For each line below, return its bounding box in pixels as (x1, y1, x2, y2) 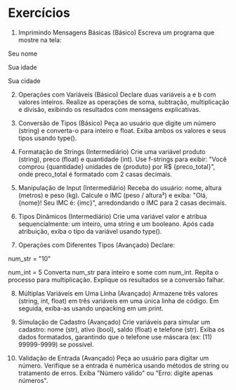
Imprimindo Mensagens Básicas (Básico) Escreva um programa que (18, 28, 215, 37)
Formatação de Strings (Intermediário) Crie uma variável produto (18, 147, 206, 156)
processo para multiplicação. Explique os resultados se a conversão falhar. (8, 275, 225, 284)
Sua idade (8, 63, 37, 71)
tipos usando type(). (18, 134, 77, 142)
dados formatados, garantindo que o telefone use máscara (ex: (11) (18, 332, 213, 341)
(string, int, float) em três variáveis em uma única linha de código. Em (18, 296, 219, 305)
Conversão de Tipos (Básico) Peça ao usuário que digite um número (18, 118, 216, 127)
